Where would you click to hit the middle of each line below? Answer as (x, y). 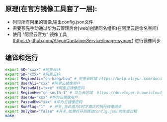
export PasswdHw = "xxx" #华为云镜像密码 (44, 102)
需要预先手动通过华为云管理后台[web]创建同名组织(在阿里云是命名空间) (85, 28)
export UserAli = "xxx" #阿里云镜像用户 (43, 84)
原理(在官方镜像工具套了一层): (51, 9)
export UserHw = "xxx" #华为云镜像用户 (42, 97)
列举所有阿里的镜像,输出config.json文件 (53, 22)
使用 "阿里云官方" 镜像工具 (40, 34)
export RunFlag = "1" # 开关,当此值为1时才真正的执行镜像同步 (63, 107)
